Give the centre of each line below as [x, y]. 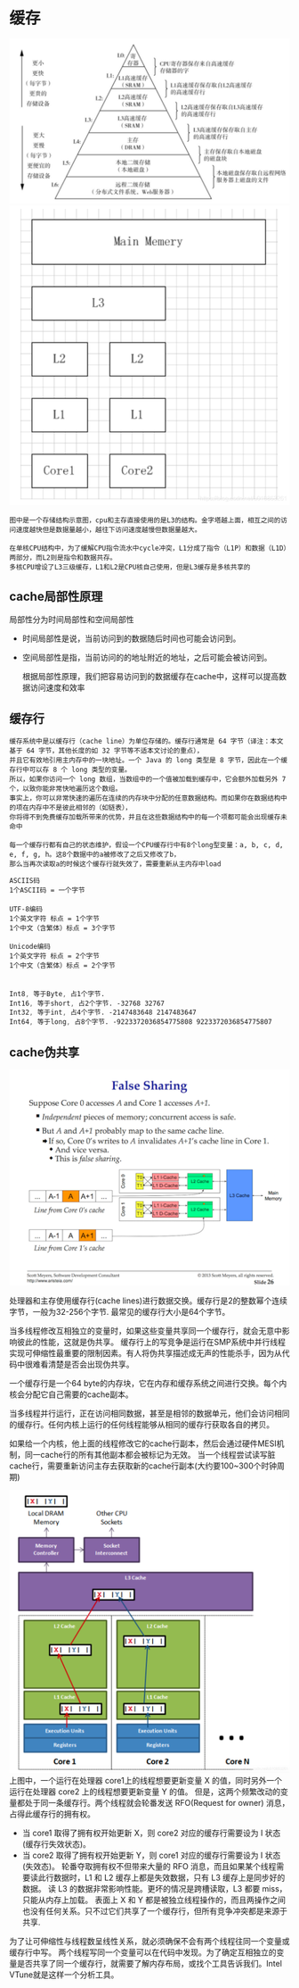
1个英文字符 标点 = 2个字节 [54, 956]
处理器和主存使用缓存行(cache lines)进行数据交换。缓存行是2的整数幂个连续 [148, 1301]
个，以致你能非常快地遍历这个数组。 [66, 789]
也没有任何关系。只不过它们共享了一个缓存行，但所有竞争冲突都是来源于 [154, 1910]
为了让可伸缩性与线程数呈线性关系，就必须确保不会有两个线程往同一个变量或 [149, 1941]
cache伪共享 [44, 1052]
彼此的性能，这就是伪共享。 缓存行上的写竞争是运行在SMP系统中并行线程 [151, 1342]
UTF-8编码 [26, 909]
